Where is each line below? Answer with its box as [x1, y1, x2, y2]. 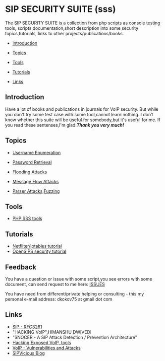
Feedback [5, 263, 37, 271]
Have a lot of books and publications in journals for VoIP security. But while [5, 106, 159, 112]
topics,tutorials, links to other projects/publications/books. [5, 30, 124, 36]
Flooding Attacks [12, 169, 47, 175]
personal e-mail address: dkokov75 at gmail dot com [5, 296, 112, 302]
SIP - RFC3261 [12, 324, 42, 330]
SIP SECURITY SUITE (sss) [5, 3, 116, 15]
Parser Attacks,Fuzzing [12, 188, 60, 194]
